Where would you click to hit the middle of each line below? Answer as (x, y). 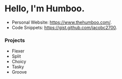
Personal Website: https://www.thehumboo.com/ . (61, 22)
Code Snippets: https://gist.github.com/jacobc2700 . (64, 27)
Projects (15, 40)
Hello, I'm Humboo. (45, 9)
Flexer (18, 51)
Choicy (19, 62)
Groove (19, 72)
